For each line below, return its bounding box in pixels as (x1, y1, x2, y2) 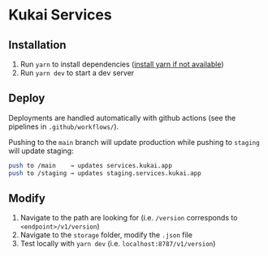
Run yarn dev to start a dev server (19, 68, 135, 78)
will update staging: (8, 146, 75, 156)
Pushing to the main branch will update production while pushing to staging (8, 137, 260, 147)
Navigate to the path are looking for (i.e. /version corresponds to (19, 213, 238, 223)
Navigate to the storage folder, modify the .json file (19, 230, 193, 240)
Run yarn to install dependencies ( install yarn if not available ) (19, 59, 225, 69)
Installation (8, 38, 67, 52)
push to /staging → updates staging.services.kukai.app (8, 169, 201, 177)
